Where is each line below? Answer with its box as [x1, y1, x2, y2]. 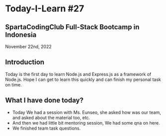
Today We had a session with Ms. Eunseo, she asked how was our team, [12, 109, 161, 115]
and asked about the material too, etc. [12, 115, 90, 121]
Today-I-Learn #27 [5, 3, 84, 14]
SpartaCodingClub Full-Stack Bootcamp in [5, 23, 140, 31]
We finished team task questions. [12, 125, 81, 131]
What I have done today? [5, 96, 83, 105]
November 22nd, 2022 [5, 44, 52, 50]
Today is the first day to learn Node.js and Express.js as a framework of [5, 71, 152, 77]
